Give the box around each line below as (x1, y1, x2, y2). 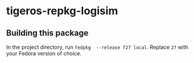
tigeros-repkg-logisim (6, 4, 118, 18)
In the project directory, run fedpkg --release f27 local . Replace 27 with (6, 43, 189, 51)
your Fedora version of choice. (6, 50, 82, 57)
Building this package (6, 28, 88, 38)
